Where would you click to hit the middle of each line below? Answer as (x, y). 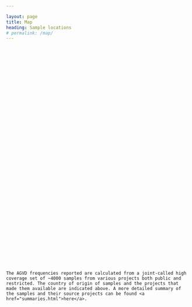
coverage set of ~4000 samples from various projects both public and (94, 278)
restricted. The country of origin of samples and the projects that (92, 284)
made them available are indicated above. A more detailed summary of (94, 289)
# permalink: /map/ (30, 33)
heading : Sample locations (39, 27)
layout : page (22, 16)
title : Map (19, 22)
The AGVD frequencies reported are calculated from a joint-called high (96, 273)
